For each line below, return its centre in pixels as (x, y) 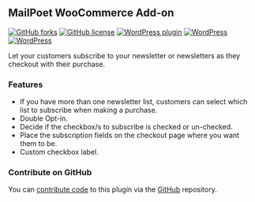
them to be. (38, 144)
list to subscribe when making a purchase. (88, 110)
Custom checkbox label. (59, 152)
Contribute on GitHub (50, 173)
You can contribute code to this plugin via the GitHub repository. (112, 189)
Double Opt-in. (44, 118)
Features (26, 84)
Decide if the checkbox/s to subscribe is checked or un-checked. (126, 127)
